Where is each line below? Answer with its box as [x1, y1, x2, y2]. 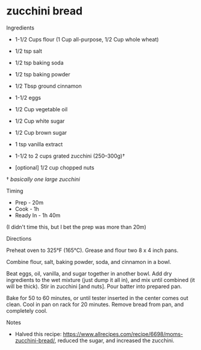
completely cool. [6, 307, 48, 314]
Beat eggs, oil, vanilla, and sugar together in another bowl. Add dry [6, 269, 172, 277]
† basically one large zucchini [6, 176, 80, 183]
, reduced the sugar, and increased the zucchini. [54, 337, 175, 344]
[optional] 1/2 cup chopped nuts [14, 164, 94, 171]
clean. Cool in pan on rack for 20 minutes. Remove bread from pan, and [6, 301, 184, 308]
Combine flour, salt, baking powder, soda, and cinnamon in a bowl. [6, 258, 172, 265]
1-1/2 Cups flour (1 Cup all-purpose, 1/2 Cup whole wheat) [14, 35, 159, 43]
